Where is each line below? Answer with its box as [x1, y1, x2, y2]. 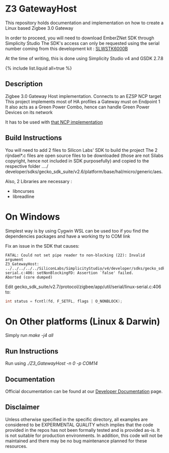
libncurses [12, 188, 34, 194]
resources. [5, 443, 28, 449]
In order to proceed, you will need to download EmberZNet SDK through [5, 35, 154, 41]
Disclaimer [5, 403, 40, 412]
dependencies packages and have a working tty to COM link [5, 233, 131, 239]
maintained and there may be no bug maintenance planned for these [5, 437, 147, 444]
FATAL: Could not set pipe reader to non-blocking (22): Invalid [5, 253, 145, 258]
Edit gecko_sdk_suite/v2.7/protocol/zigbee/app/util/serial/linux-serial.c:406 [5, 284, 161, 290]
